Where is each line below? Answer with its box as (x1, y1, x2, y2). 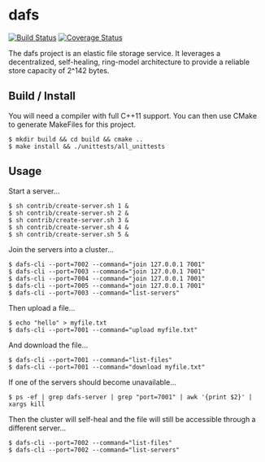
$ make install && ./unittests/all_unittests (8, 142, 165, 150)
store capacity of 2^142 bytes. (8, 65, 110, 75)
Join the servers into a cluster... (8, 244, 114, 254)
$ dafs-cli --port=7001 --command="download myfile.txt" (8, 363, 206, 371)
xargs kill (8, 400, 46, 408)
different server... (8, 423, 67, 433)
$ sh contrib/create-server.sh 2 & (8, 209, 129, 217)
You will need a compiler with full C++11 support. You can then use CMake (8, 111, 258, 120)
